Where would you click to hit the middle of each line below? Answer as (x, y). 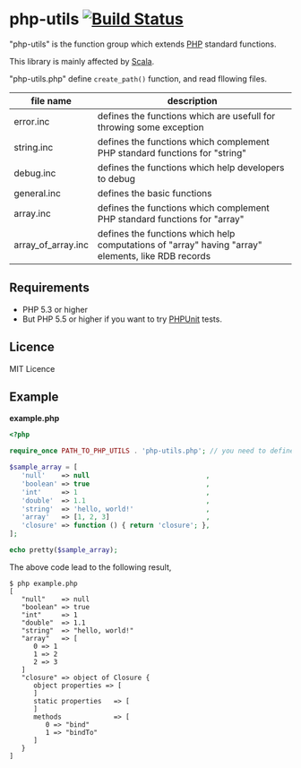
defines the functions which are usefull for (186, 116)
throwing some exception (150, 127)
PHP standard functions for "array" (171, 219)
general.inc (37, 193)
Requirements (49, 288)
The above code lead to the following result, (90, 567)
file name (51, 100)
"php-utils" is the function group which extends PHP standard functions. (143, 44)
